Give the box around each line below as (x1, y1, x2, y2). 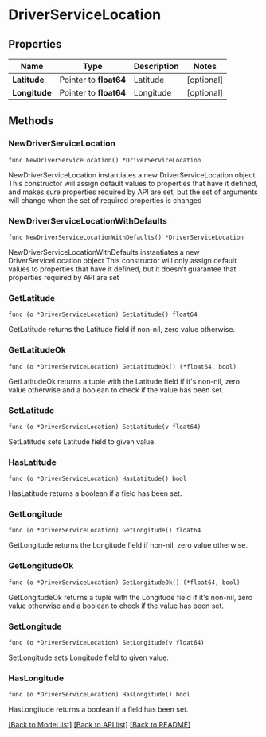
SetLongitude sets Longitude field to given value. (8, 653, 170, 662)
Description (133, 61, 179, 72)
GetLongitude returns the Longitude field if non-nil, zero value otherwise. (8, 540, 248, 550)
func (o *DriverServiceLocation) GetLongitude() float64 (8, 527, 201, 535)
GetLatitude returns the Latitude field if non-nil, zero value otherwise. (8, 325, 236, 334)
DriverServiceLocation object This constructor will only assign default (8, 255, 237, 265)
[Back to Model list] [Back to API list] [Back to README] (8, 720, 191, 730)
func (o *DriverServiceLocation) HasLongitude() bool (8, 691, 191, 699)
